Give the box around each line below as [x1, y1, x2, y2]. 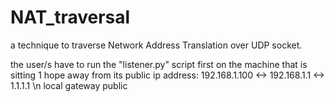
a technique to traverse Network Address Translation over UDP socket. [10, 39, 303, 51]
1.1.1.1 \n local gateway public [10, 79, 128, 91]
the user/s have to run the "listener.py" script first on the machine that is [10, 58, 308, 70]
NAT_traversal [10, 6, 131, 29]
